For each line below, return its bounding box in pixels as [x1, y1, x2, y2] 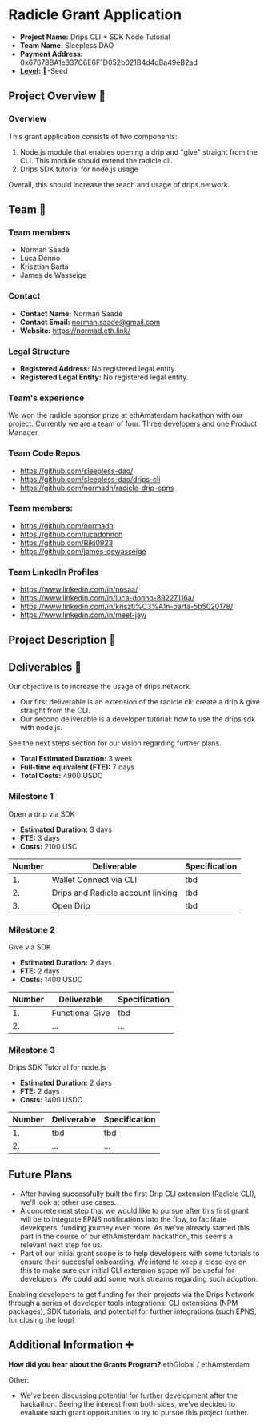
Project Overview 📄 [8, 90, 106, 103]
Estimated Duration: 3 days [19, 825, 112, 834]
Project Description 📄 [8, 633, 117, 647]
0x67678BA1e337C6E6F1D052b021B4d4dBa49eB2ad [19, 58, 198, 67]
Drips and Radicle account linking [51, 887, 178, 898]
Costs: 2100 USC [19, 841, 78, 851]
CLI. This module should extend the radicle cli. [19, 155, 174, 165]
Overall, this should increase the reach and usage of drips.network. [8, 179, 230, 189]
